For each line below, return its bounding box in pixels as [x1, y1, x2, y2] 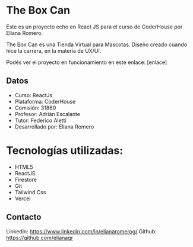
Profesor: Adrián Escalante [14, 110, 81, 117]
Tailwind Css [14, 188, 46, 195]
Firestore [14, 176, 37, 183]
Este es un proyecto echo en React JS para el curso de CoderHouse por [6, 23, 183, 30]
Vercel [14, 195, 31, 202]
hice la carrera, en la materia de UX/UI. [6, 47, 102, 54]
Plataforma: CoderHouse [14, 98, 76, 105]
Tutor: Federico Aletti [14, 117, 67, 124]
